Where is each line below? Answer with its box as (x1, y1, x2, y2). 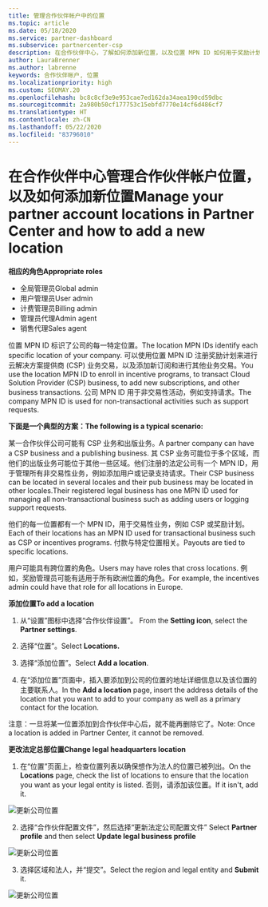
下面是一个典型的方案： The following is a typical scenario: (8, 421, 203, 431)
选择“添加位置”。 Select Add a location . (19, 658, 149, 667)
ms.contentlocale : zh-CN (8, 116, 91, 124)
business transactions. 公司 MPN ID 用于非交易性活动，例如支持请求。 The (8, 387, 252, 396)
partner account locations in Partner (8, 205, 254, 223)
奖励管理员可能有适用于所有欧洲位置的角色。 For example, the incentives (22, 573, 260, 583)
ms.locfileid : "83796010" (8, 130, 94, 138)
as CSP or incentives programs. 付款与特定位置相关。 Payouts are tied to (8, 537, 246, 547)
